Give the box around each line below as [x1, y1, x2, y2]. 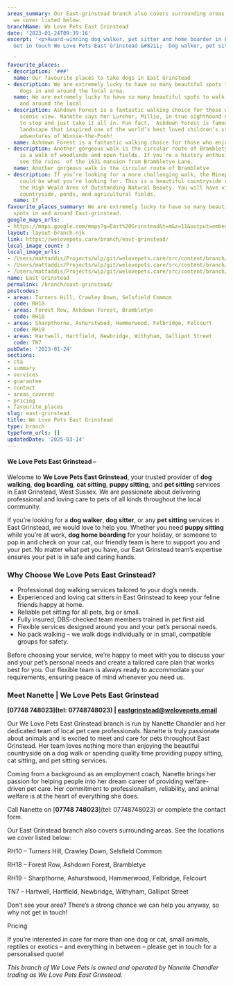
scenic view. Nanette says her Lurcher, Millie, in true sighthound [19, 113, 222, 120]
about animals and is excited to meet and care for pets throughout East [7, 734, 210, 743]
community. [7, 502, 41, 510]
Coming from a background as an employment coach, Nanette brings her [7, 770, 216, 778]
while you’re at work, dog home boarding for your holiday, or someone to [7, 530, 217, 539]
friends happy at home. [17, 601, 85, 608]
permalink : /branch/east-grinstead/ [7, 281, 113, 288]
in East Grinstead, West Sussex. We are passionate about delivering [7, 487, 201, 496]
